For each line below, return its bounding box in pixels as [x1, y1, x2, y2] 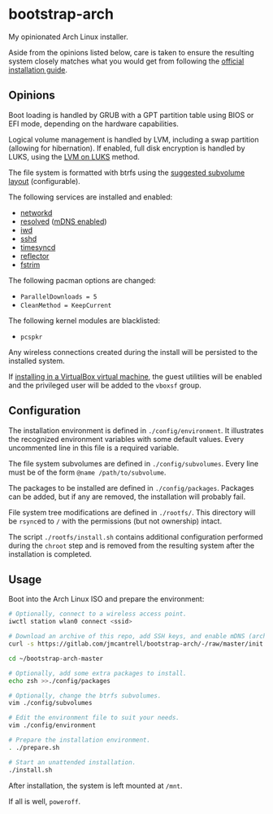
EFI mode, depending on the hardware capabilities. [8, 119, 179, 129]
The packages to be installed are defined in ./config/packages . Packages [8, 483, 254, 492]
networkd [19, 208, 53, 217]
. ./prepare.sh [8, 743, 60, 751]
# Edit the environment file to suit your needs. [8, 714, 180, 722]
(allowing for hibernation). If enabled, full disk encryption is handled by [8, 143, 245, 153]
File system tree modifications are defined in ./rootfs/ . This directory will [8, 507, 256, 517]
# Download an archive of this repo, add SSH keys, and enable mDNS [8, 632, 245, 641]
